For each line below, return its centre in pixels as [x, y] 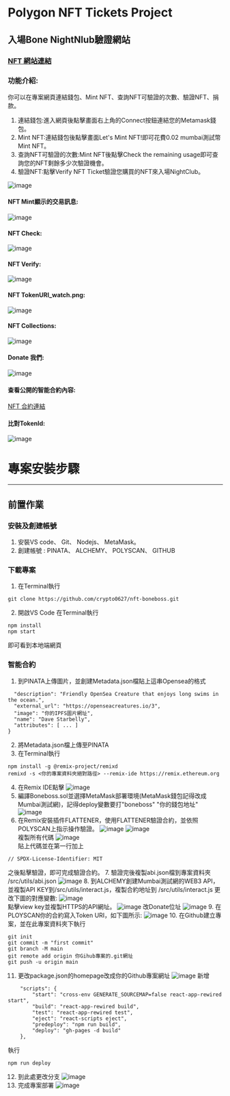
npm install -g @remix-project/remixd [63, 766]
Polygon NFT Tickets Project [90, 13]
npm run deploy [29, 1063]
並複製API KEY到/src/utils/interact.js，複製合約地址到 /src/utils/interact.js [111, 889]
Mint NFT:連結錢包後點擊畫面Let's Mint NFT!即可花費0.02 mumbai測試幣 [119, 137]
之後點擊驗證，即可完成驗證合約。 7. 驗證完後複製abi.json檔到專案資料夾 [109, 872]
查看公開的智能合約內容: [42, 390]
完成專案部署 [35, 1085]
